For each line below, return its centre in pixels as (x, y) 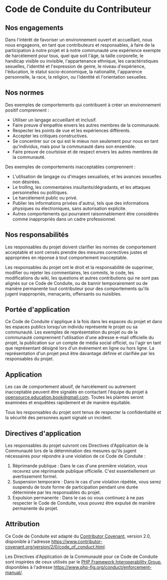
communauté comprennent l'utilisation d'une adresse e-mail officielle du (80, 338)
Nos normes (24, 93)
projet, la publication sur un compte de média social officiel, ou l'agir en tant (83, 343)
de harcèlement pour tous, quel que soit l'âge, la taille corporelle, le (74, 56)
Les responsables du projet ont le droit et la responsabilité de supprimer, (80, 267)
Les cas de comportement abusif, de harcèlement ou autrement (71, 387)
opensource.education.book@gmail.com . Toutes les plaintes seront (74, 397)
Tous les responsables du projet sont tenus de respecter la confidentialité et (83, 412)
